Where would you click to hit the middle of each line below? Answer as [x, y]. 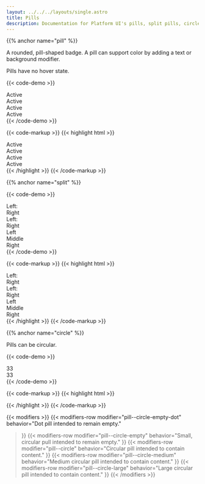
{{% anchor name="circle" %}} [45, 333]
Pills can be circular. [31, 345]
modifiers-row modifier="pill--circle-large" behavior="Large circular [107, 468]
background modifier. [33, 59]
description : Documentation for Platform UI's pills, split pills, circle [103, 23]
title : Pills [23, 18]
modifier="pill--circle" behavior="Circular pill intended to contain [103, 448]
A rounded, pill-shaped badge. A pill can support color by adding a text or [99, 53]
